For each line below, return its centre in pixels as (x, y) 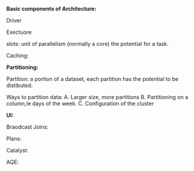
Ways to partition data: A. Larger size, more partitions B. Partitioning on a (97, 97)
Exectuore (19, 32)
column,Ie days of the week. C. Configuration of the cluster (80, 103)
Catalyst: (17, 150)
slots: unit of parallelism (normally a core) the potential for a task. (88, 44)
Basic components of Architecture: (52, 9)
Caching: (18, 56)
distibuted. (20, 85)
